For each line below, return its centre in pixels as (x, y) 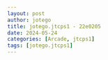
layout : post (26, 13)
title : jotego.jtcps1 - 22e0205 (54, 26)
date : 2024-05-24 (32, 33)
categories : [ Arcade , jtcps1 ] (51, 39)
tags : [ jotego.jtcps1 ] (40, 46)
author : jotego (29, 20)
